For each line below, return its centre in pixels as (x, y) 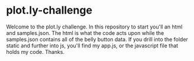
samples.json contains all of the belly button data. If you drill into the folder (97, 39)
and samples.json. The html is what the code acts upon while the (85, 33)
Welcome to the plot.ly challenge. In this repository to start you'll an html (94, 27)
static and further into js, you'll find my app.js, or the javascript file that (92, 46)
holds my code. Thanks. (35, 52)
